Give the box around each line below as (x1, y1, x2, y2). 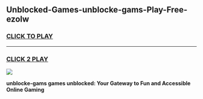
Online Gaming (6, 86, 45, 93)
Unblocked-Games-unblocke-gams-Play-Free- (6, 5, 188, 15)
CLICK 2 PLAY (6, 55, 48, 63)
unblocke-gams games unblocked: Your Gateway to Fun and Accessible (6, 79, 191, 86)
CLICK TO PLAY (6, 32, 53, 41)
